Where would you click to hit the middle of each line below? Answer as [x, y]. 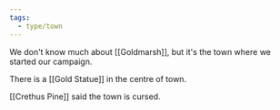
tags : [20, 18]
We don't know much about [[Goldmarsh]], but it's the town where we [140, 51]
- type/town [40, 26]
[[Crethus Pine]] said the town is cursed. [85, 96]
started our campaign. [51, 61]
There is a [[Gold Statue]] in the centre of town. [98, 78]
